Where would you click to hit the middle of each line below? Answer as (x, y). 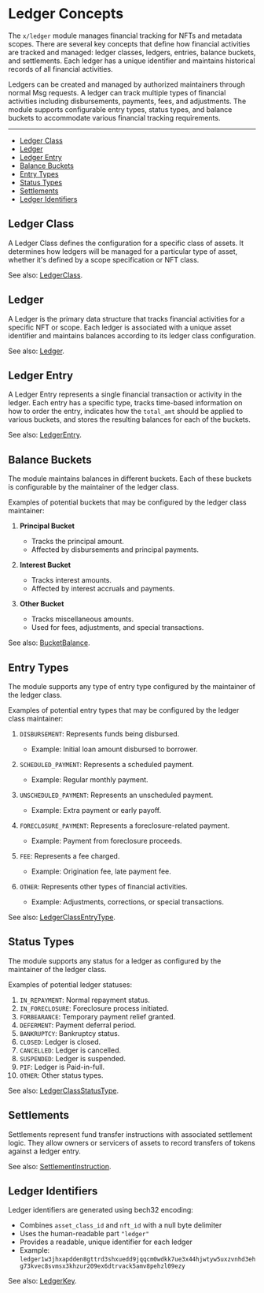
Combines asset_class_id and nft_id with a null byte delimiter (121, 1225)
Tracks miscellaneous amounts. (82, 619)
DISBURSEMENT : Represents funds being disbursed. (99, 734)
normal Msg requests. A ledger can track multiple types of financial (117, 92)
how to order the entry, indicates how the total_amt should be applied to (126, 412)
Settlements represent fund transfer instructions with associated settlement (130, 1134)
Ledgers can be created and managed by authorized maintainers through (126, 84)
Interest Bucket (45, 565)
